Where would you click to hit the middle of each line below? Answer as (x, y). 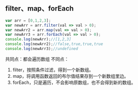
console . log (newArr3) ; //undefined (42, 49)
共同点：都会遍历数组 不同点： (37, 59)
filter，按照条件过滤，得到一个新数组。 (53, 70)
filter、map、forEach (40, 9)
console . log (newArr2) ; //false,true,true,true (54, 44)
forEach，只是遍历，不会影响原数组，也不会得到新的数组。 (74, 82)
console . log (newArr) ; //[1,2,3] (38, 39)
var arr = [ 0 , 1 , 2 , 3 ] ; (28, 20)
